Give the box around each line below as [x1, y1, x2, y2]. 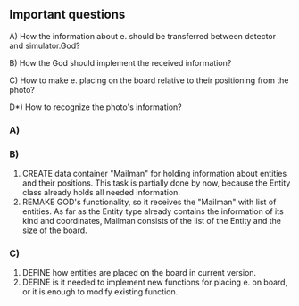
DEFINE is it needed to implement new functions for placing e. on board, [21, 277, 288, 288]
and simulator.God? [9, 40, 80, 51]
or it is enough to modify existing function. [21, 286, 179, 297]
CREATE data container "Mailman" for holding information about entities [21, 169, 287, 179]
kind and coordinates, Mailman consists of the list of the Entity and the [21, 216, 282, 227]
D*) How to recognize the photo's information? [9, 102, 182, 112]
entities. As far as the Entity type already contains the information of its [21, 206, 284, 217]
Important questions [9, 7, 126, 22]
